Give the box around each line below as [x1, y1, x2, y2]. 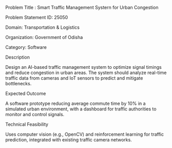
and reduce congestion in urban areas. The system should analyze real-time [5, 69, 167, 76]
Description [5, 54, 30, 60]
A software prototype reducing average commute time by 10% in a [5, 100, 146, 106]
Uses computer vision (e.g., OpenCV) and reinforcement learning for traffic [5, 131, 164, 137]
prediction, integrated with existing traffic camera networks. [5, 137, 132, 143]
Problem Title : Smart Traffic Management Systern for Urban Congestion [5, 5, 159, 10]
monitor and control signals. [5, 112, 65, 117]
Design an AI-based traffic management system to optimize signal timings [5, 64, 162, 70]
